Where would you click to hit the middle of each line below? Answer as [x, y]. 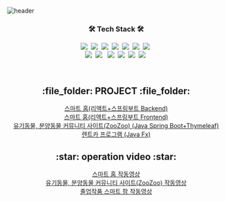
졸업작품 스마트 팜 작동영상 [116, 191]
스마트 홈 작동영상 [116, 174]
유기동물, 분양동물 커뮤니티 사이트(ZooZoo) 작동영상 [116, 183]
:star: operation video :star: [116, 157]
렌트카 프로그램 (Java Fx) [116, 134]
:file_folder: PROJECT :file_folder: [116, 91]
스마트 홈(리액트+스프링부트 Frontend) [116, 117]
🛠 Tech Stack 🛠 [116, 29]
